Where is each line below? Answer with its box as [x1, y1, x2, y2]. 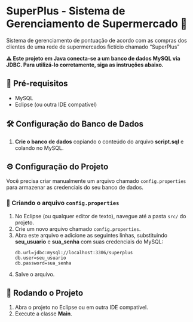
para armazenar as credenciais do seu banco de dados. [6, 184, 143, 191]
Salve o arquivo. [14, 270, 55, 278]
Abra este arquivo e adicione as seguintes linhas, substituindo [14, 231, 168, 239]
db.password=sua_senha [14, 260, 72, 266]
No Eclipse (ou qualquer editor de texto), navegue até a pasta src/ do [14, 212, 186, 219]
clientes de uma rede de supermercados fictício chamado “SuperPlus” [6, 43, 180, 50]
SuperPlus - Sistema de [6, 4, 125, 18]
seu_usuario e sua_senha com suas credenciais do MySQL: [14, 238, 164, 245]
